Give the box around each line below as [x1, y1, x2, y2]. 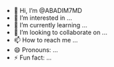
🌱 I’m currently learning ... [13, 21, 88, 29]
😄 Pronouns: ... [13, 46, 59, 54]
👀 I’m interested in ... [13, 14, 73, 22]
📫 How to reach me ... [13, 36, 78, 44]
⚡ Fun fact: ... [13, 53, 52, 62]
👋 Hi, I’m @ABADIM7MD [13, 7, 83, 14]
